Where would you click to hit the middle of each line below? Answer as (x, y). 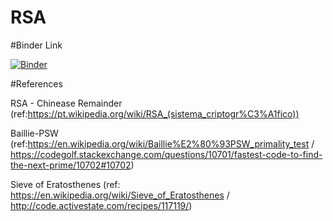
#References (36, 83)
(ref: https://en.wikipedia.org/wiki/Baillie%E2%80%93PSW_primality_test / (162, 143)
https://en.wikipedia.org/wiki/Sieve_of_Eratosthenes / (120, 195)
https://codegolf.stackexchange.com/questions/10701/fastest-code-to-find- (166, 154)
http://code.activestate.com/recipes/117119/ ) (101, 205)
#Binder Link (36, 45)
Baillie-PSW (34, 133)
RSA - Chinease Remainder (66, 103)
